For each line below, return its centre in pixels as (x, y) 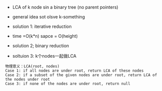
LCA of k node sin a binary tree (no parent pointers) (65, 7)
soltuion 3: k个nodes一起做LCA (44, 56)
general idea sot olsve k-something (49, 17)
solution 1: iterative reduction (42, 26)
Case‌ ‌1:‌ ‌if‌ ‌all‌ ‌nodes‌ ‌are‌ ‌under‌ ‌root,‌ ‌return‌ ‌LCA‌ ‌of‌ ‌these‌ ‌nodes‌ (75, 71)
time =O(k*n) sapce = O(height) (45, 36)
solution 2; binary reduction (41, 46)
